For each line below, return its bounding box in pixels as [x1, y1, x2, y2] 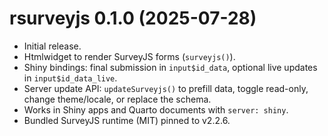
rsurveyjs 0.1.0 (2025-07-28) [9, 7, 257, 30]
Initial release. [23, 40, 82, 52]
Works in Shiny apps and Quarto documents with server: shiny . [23, 103, 289, 116]
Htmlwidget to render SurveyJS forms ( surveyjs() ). [23, 50, 236, 62]
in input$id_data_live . [23, 72, 118, 84]
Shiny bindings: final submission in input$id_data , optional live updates [23, 61, 318, 73]
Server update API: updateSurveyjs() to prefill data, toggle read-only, [23, 82, 309, 94]
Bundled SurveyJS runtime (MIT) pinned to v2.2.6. [23, 114, 231, 126]
